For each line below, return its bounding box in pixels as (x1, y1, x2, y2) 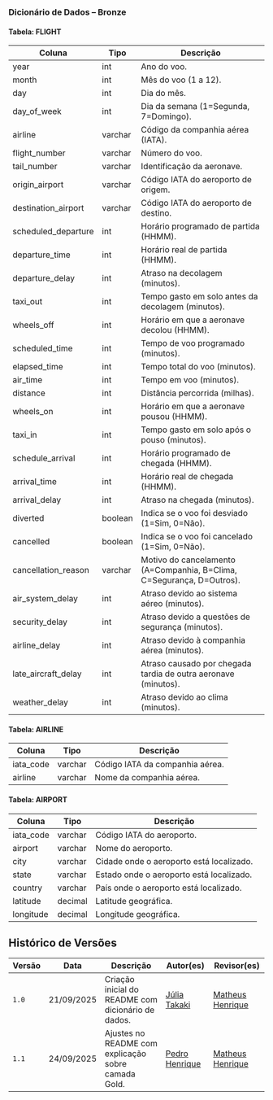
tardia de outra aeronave (141, 668, 235, 679)
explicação (104, 1048, 147, 1059)
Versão (12, 960, 41, 971)
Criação (104, 974, 136, 985)
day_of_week (12, 106, 63, 117)
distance (12, 387, 46, 399)
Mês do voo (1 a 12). (141, 74, 222, 85)
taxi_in (12, 430, 38, 441)
